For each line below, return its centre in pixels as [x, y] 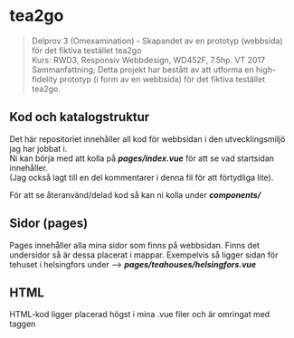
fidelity [44, 79]
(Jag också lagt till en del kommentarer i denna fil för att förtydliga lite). [142, 177]
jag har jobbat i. [38, 148]
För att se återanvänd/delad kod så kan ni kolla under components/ [135, 194]
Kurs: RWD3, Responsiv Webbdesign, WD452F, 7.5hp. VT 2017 [148, 60]
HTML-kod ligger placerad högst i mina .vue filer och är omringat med [140, 315]
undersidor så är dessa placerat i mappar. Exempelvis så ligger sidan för [144, 255]
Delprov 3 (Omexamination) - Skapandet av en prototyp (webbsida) [157, 41]
